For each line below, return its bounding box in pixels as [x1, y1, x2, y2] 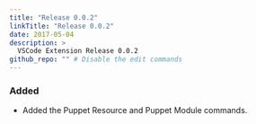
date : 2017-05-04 [9, 30, 75, 39]
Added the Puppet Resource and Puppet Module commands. [22, 105, 248, 116]
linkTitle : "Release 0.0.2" [9, 22, 115, 31]
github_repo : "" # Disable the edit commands [9, 55, 182, 64]
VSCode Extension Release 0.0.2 [17, 47, 139, 56]
